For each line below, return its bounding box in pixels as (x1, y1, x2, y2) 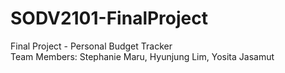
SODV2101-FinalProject (10, 7, 208, 30)
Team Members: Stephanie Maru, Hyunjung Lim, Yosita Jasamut (10, 50, 275, 62)
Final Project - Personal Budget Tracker (10, 40, 173, 52)
